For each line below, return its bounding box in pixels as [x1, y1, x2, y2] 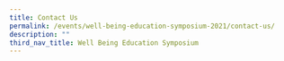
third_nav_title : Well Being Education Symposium [9, 38, 200, 48]
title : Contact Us [9, 13, 78, 22]
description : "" [9, 30, 70, 39]
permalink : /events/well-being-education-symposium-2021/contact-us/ [9, 22, 276, 30]
